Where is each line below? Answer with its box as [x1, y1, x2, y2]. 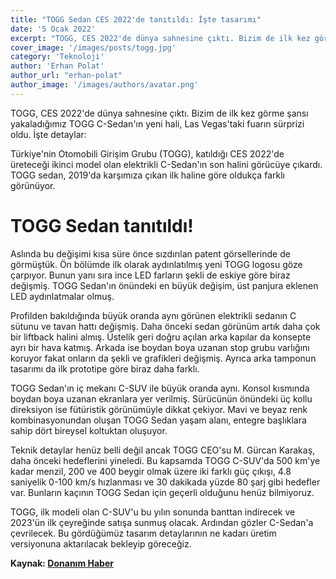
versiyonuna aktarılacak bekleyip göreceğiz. [10, 537, 192, 550]
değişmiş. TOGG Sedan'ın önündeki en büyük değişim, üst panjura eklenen [10, 279, 319, 291]
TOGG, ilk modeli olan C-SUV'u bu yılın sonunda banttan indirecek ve [10, 506, 296, 518]
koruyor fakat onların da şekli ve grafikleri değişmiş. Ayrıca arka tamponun [10, 352, 317, 364]
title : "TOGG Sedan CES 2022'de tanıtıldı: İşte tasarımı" [10, 14, 262, 25]
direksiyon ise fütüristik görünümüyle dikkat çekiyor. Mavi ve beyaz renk [10, 403, 308, 415]
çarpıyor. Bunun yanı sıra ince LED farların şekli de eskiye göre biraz [10, 269, 291, 281]
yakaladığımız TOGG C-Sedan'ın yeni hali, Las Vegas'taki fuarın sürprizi [10, 117, 305, 130]
